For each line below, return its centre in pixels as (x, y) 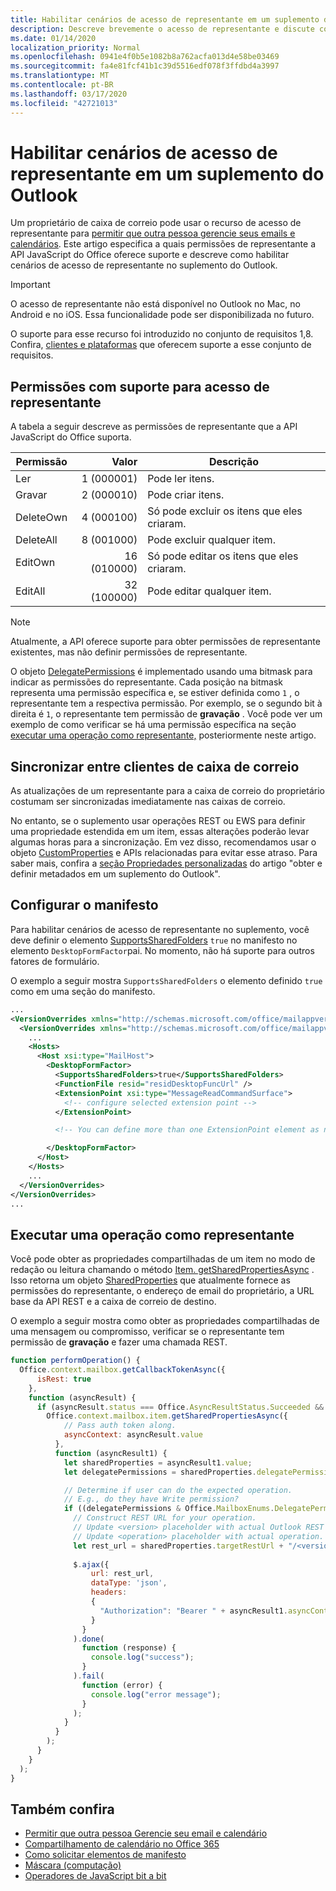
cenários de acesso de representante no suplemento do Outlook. (144, 265)
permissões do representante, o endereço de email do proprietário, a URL (162, 1291)
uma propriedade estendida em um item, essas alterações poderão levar (160, 832)
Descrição (234, 462)
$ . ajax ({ (91, 1564)
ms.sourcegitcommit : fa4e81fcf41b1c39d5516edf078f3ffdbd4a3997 (145, 66)
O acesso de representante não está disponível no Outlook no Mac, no (155, 304)
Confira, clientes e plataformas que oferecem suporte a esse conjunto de (161, 345)
